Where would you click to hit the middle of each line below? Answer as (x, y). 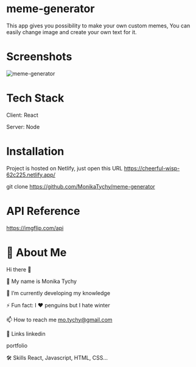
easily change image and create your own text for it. (72, 32)
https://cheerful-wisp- (152, 168)
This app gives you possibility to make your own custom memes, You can (98, 26)
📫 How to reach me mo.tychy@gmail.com (59, 320)
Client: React (22, 115)
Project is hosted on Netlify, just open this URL (65, 168)
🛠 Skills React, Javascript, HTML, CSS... (57, 357)
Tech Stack (35, 98)
